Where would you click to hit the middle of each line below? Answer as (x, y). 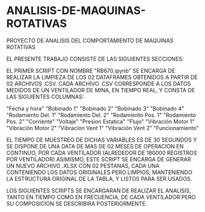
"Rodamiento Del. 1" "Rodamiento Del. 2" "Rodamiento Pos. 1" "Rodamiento (101, 115)
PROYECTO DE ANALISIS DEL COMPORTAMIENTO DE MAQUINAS (90, 40)
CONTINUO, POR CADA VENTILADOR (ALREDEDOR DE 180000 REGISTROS (102, 153)
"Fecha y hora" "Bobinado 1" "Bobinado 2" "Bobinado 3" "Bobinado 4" (95, 108)
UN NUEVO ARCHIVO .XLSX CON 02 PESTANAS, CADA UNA (83, 166)
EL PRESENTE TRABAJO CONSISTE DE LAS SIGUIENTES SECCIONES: (95, 59)
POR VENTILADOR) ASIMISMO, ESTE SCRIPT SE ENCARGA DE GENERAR (99, 159)
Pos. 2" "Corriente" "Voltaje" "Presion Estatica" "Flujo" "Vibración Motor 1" (100, 121)
